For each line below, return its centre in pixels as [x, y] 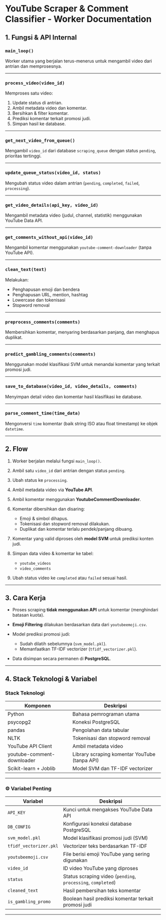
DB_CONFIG [19, 827]
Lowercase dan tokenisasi [39, 300]
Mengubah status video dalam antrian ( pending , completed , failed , [72, 183]
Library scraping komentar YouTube [114, 754]
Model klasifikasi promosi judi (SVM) [105, 838]
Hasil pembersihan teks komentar [102, 891]
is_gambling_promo [29, 902]
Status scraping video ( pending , [100, 876]
